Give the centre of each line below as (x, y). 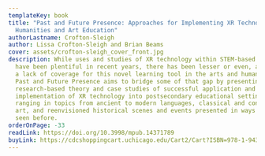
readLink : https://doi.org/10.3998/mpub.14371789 (91, 132)
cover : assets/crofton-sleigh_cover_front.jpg (86, 52)
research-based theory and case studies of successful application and (136, 89)
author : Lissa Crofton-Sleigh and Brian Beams (86, 45)
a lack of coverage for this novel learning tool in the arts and (127, 74)
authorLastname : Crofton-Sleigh (61, 37)
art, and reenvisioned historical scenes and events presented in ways (136, 111)
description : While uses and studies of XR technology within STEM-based (132, 60)
